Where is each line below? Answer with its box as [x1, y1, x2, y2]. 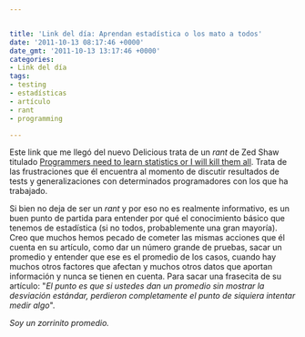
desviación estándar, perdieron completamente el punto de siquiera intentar [9, 291, 296, 301]
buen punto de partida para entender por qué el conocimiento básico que [9, 213, 285, 224]
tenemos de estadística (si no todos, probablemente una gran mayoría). [9, 222, 278, 233]
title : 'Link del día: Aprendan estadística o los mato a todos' [9, 29, 262, 38]
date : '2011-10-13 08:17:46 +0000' [9, 37, 145, 46]
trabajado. [9, 186, 48, 197]
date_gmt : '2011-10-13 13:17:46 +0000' [9, 46, 161, 56]
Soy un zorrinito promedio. [9, 318, 109, 329]
